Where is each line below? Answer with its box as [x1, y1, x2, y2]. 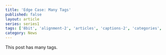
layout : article [5, 16, 39, 21]
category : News [5, 30, 37, 35]
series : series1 [5, 21, 39, 26]
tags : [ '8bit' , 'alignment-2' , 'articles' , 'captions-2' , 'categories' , [5, 26, 162, 31]
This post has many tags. [5, 44, 58, 50]
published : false [5, 12, 42, 17]
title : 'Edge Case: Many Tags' [5, 7, 71, 12]
